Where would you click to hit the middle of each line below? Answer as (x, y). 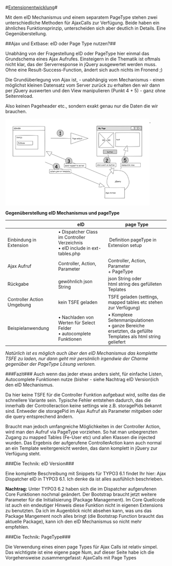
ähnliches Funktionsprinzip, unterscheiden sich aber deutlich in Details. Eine (86, 28)
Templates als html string (134, 336)
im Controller (72, 237)
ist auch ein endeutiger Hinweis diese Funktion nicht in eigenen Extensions (84, 505)
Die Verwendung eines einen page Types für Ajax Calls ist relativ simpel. (82, 547)
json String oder (125, 279)
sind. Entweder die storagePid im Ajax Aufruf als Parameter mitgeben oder (84, 411)
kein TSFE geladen (78, 302)
